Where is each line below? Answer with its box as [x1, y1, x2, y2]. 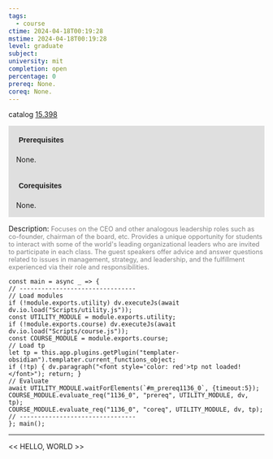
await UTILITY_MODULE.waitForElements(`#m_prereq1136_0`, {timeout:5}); [8, 384, 260, 392]
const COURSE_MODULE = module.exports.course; [8, 335, 169, 343]
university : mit [8, 58, 63, 66]
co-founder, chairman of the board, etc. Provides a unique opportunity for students [8, 232, 262, 241]
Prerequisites [19, 136, 64, 145]
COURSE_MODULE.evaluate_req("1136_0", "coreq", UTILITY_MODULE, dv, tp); [8, 405, 264, 414]
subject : [8, 50, 38, 58]
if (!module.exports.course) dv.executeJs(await [8, 320, 176, 329]
